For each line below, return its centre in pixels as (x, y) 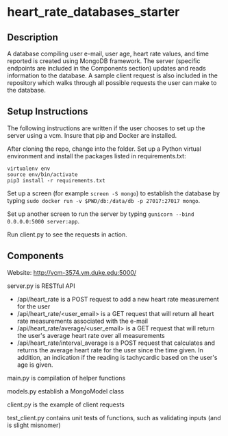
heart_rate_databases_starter (93, 12)
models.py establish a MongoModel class (66, 391)
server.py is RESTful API (41, 286)
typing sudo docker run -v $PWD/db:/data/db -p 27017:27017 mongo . (104, 200)
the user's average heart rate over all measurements (91, 335)
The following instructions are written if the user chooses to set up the (106, 128)
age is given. (35, 365)
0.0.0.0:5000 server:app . (43, 221)
